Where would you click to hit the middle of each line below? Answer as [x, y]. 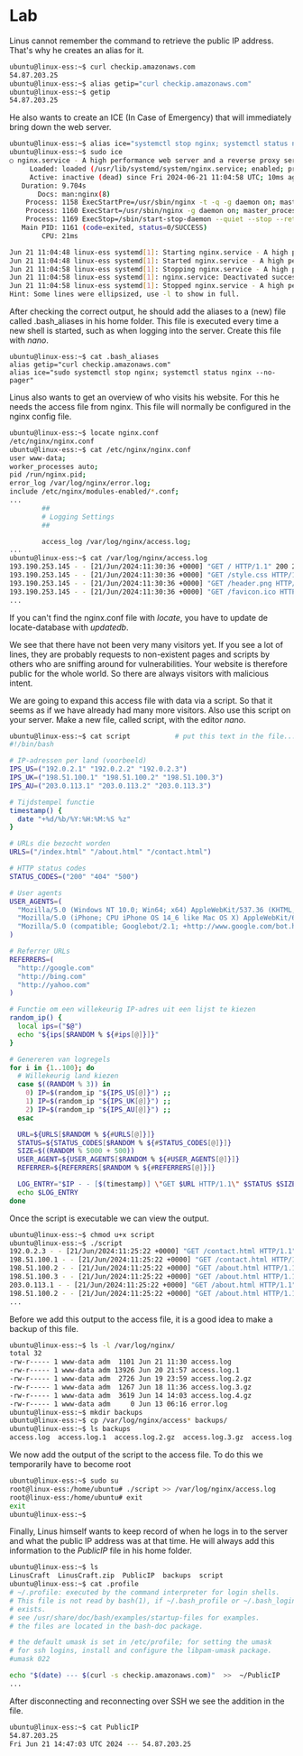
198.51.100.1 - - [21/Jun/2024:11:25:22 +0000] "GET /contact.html [139, 1260]
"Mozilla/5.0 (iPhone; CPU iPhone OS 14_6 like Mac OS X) [129, 918]
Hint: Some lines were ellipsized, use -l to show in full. [125, 294]
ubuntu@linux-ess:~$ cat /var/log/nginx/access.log [108, 559]
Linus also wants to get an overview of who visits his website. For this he [144, 397]
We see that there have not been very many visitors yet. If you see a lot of [147, 644]
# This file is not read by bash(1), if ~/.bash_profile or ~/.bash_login [153, 1601]
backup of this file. [44, 1328]
